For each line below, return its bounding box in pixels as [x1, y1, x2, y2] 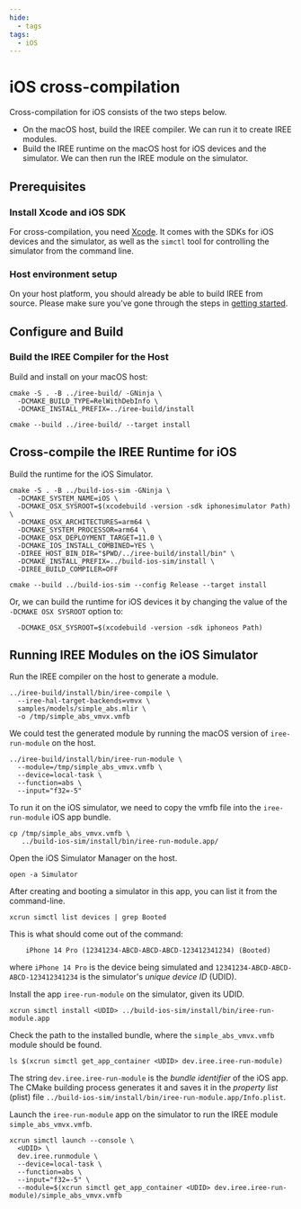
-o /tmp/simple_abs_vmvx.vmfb [17, 712, 130, 721]
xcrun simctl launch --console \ [9, 1136, 135, 1145]
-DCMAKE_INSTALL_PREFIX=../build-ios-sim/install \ [17, 557, 216, 566]
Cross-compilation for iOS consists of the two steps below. [9, 107, 227, 118]
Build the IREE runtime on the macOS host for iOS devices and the [22, 143, 267, 154]
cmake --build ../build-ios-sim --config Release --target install [9, 580, 268, 589]
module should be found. [9, 1040, 102, 1051]
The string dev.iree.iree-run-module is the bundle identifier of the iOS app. [9, 1072, 289, 1084]
